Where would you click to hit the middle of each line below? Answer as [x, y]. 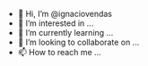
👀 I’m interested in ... [56, 23]
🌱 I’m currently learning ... [65, 33]
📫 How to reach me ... [59, 52]
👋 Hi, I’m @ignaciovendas [65, 14]
